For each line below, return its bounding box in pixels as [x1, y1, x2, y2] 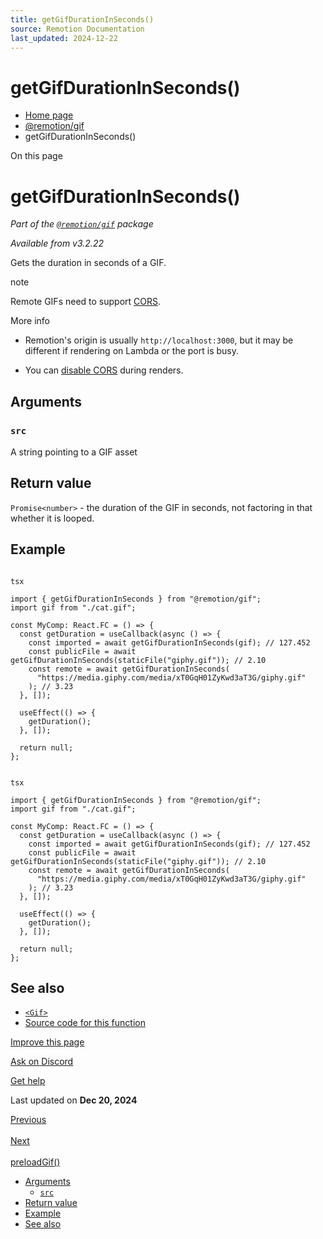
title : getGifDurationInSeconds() [10, 14, 155, 25]
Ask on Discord [10, 1056, 74, 1068]
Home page [24, 109, 74, 121]
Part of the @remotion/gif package [10, 218, 154, 230]
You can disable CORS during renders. [24, 364, 184, 376]
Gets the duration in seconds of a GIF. [10, 257, 167, 269]
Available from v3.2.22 [10, 237, 104, 250]
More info [10, 315, 51, 327]
